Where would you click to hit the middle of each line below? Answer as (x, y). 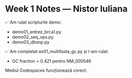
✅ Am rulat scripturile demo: (33, 22)
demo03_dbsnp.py (31, 42)
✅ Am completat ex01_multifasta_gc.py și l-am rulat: (57, 51)
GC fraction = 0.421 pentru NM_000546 (51, 61)
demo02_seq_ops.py (33, 37)
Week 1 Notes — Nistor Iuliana (66, 9)
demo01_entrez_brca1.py (37, 32)
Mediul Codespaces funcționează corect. (46, 70)
